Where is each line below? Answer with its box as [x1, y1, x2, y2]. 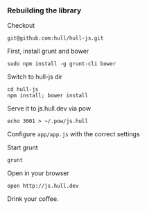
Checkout [7, 22, 35, 30]
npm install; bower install [7, 92, 89, 99]
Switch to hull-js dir [7, 72, 62, 81]
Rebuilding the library [7, 6, 82, 15]
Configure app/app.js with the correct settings [7, 130, 140, 138]
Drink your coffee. [7, 195, 59, 203]
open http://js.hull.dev [7, 183, 79, 190]
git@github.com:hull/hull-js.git [7, 35, 104, 42]
